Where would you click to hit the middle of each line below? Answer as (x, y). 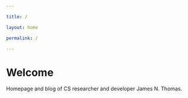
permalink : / (22, 38)
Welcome (30, 72)
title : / (17, 17)
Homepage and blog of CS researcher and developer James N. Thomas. (94, 89)
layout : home (22, 27)
